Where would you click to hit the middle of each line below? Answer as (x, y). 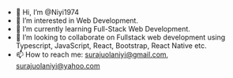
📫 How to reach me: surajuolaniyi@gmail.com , (92, 54)
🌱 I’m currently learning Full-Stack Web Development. (103, 29)
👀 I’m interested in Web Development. (77, 20)
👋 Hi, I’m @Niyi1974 (47, 12)
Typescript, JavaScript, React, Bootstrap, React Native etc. (111, 46)
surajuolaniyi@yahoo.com (58, 66)
